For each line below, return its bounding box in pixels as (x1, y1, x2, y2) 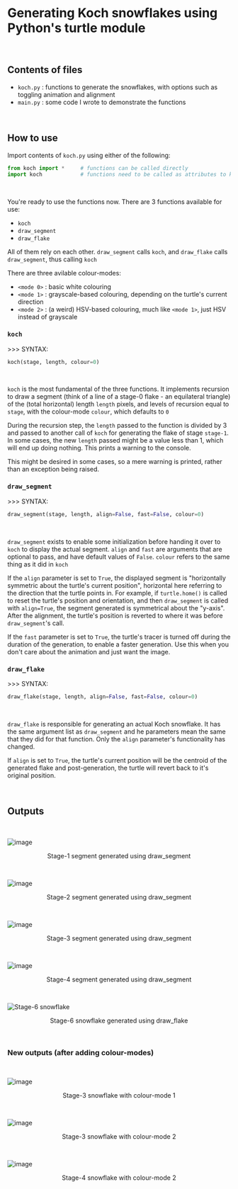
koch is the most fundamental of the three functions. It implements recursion (7, 385, 229, 394)
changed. (7, 742, 35, 751)
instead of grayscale (17, 313, 78, 322)
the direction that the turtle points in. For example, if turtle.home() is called (7, 588, 228, 597)
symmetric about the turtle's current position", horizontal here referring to (7, 581, 222, 589)
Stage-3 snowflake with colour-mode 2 (62, 1132, 176, 1141)
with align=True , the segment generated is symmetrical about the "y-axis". (7, 603, 225, 612)
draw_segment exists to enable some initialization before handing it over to (7, 537, 221, 546)
